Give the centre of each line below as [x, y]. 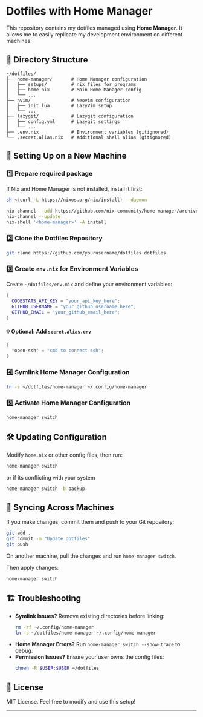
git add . [19, 533]
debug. [24, 651]
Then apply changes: [33, 567]
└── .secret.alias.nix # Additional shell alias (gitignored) [89, 137]
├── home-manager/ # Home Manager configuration [77, 79]
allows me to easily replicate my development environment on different [95, 34]
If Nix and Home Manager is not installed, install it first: [74, 189]
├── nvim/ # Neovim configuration [69, 100]
